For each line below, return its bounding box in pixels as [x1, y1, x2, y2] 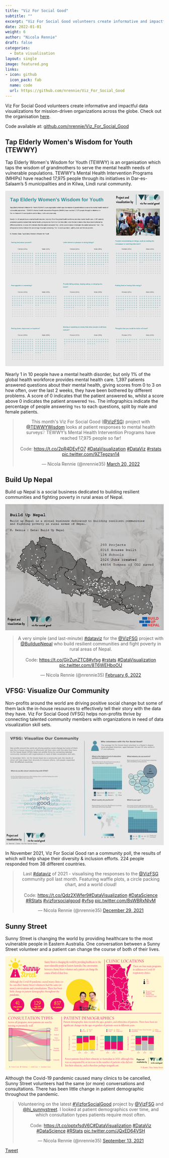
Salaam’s [5, 180, 24, 187]
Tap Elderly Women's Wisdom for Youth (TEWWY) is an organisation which [5, 159, 161, 165]
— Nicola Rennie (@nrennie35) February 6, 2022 [40, 672, 142, 678]
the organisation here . [5, 113, 51, 119]
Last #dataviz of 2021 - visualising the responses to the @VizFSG [23, 871, 158, 877]
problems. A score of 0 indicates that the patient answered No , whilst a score [5, 392, 164, 399]
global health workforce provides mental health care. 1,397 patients [5, 377, 145, 383]
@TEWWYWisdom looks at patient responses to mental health [26, 424, 155, 430]
